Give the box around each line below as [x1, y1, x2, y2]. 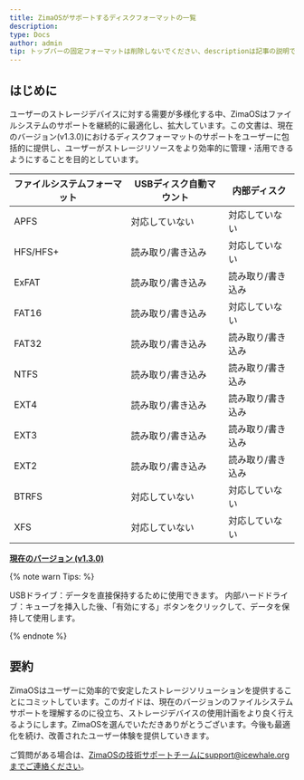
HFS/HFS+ [14, 246, 60, 258]
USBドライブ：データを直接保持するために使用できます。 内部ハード [9, 590, 265, 601]
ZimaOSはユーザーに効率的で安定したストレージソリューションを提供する [9, 685, 285, 696]
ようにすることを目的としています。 [9, 153, 144, 164]
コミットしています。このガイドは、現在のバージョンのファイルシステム [24, 696, 294, 707]
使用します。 [33, 612, 81, 623]
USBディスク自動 [134, 178, 207, 190]
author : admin [9, 38, 63, 48]
